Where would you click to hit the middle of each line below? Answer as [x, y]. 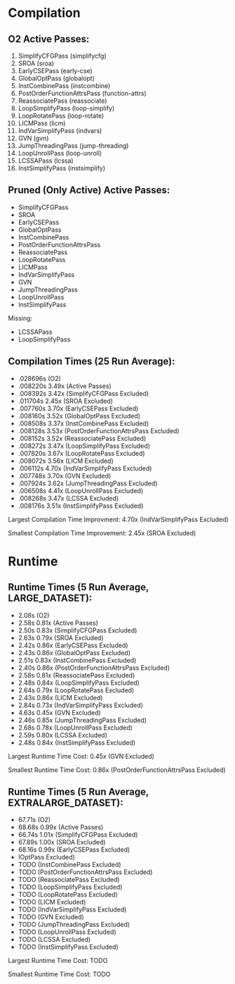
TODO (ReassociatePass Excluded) [69, 880]
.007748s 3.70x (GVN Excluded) [65, 475]
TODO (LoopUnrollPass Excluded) [67, 932]
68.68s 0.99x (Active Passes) [61, 827]
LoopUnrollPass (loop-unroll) [60, 153]
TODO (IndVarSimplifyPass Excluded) [72, 909]
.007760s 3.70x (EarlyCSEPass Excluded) [78, 408]
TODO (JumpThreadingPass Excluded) [74, 925]
